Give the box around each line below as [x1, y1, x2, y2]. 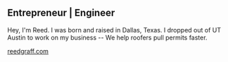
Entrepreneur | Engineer [7, 7, 115, 19]
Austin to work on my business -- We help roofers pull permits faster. [7, 33, 208, 42]
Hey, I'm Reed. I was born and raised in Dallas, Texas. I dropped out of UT [7, 25, 222, 34]
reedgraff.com [7, 46, 49, 55]
